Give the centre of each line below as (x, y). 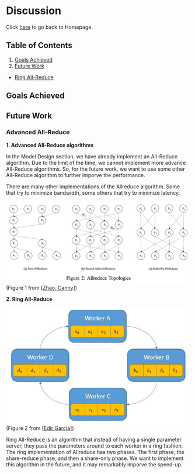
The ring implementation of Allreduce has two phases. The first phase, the (95, 452)
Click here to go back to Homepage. (50, 27)
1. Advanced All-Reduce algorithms (50, 145)
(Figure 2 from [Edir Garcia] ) (40, 428)
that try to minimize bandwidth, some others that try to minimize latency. (93, 192)
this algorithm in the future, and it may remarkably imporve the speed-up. (94, 464)
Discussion (34, 11)
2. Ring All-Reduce (29, 299)
